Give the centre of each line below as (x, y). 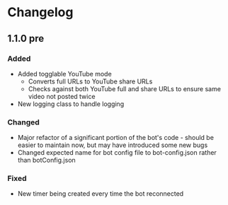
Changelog (40, 12)
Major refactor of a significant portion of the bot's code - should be (116, 138)
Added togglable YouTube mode (64, 74)
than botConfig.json (46, 160)
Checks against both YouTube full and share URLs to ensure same (125, 88)
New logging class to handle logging (71, 104)
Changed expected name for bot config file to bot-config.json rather (117, 153)
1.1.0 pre (26, 39)
